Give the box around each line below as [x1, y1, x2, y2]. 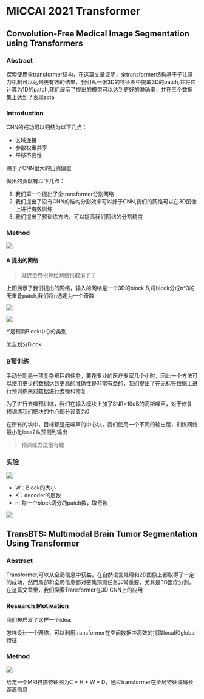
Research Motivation [6, 601, 69, 610]
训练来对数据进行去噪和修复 [16, 387, 86, 394]
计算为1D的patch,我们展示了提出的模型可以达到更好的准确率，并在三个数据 [6, 86, 193, 93]
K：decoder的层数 [15, 492, 62, 499]
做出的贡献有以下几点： [6, 177, 65, 185]
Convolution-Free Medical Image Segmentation [6, 29, 190, 39]
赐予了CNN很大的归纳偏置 [6, 165, 72, 172]
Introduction [6, 109, 44, 117]
